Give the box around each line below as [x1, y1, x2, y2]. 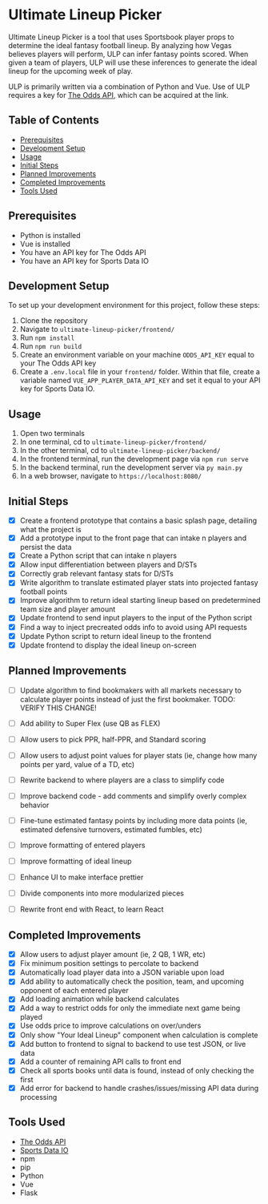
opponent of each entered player [19, 986, 130, 996]
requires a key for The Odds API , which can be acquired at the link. [8, 90, 230, 99]
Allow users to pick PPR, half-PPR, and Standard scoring [19, 734, 206, 744]
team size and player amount [19, 604, 116, 614]
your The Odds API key [19, 358, 97, 368]
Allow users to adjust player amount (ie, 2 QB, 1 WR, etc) [19, 950, 206, 960]
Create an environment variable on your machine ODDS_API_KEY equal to [19, 350, 254, 360]
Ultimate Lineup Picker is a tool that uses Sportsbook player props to [8, 32, 234, 42]
